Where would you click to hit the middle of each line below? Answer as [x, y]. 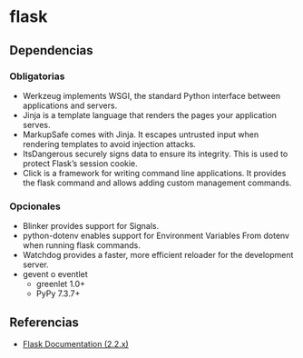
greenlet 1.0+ [61, 284]
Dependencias [51, 50]
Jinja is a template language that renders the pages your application [149, 114]
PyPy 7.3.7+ [58, 293]
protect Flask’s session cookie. [80, 163]
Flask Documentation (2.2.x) [75, 343]
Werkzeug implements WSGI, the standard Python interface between [151, 95]
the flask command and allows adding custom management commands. [157, 183]
